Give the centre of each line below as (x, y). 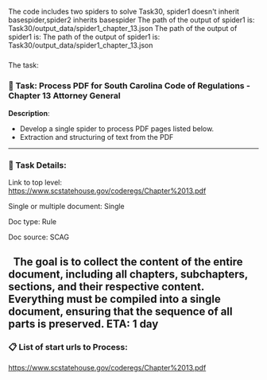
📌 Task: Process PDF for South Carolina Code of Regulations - (129, 86)
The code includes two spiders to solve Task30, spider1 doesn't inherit (124, 12)
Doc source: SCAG (39, 237)
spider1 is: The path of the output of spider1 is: (84, 37)
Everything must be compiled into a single (114, 299)
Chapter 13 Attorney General (64, 96)
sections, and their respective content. (106, 287)
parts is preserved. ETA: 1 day (83, 324)
